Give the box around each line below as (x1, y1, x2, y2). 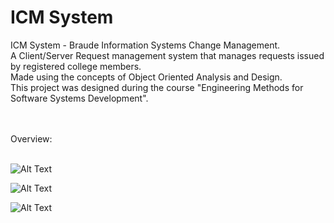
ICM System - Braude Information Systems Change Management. (10, 39, 281, 51)
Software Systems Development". (10, 92, 149, 104)
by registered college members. (10, 60, 142, 72)
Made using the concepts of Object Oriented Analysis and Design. (10, 71, 283, 83)
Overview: (10, 132, 53, 145)
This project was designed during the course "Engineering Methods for (10, 81, 304, 93)
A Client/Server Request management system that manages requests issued (10, 49, 325, 61)
